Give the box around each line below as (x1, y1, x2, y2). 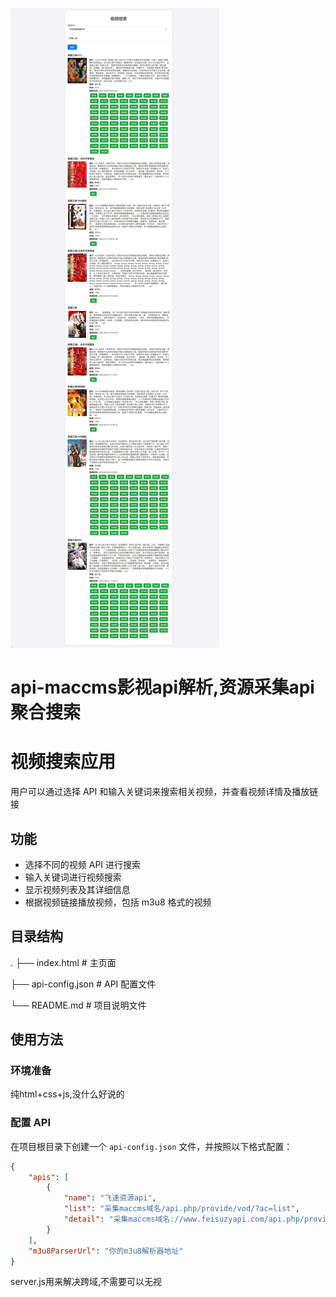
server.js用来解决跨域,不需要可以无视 (10, 1276, 163, 1288)
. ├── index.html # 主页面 (10, 956, 117, 968)
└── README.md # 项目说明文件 (10, 999, 147, 1011)
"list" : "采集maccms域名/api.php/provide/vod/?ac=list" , (63, 1204, 300, 1214)
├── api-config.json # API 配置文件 (10, 978, 157, 990)
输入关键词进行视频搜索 (24, 871, 122, 883)
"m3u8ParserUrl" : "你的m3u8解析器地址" (28, 1246, 184, 1256)
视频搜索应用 (10, 751, 117, 773)
